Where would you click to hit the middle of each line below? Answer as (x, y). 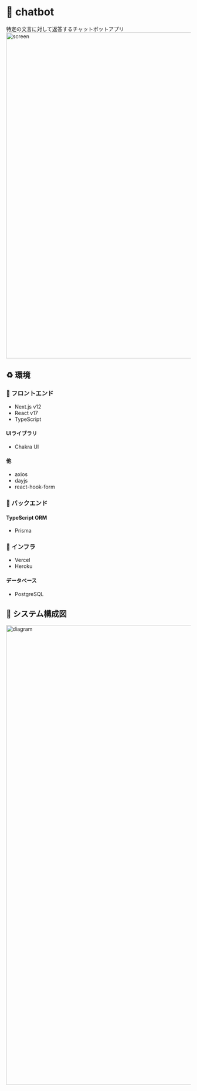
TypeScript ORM (27, 517)
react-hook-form (35, 487)
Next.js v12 (28, 406)
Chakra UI (27, 447)
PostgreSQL (29, 594)
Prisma (23, 531)
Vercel (22, 560)
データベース (21, 581)
